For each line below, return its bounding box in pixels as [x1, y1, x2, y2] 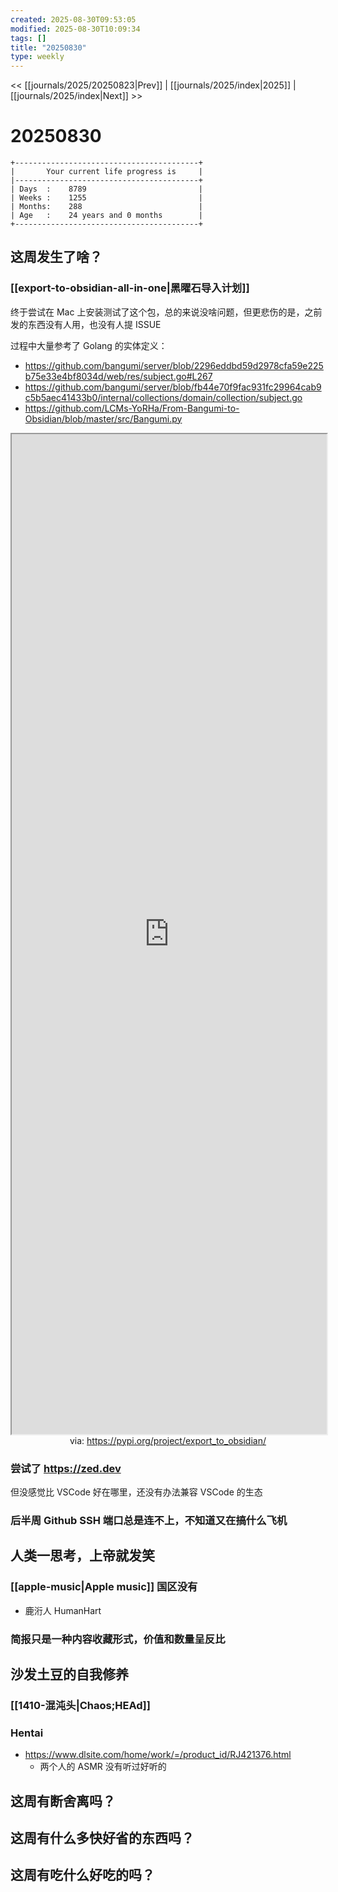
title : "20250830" [10, 42, 87, 53]
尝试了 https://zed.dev [10, 1461, 122, 1475]
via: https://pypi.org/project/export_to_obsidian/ [69, 1434, 267, 1446]
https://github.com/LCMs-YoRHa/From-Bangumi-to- [24, 402, 240, 414]
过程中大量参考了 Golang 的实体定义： [10, 339, 168, 351]
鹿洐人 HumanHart [24, 1604, 102, 1616]
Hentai [10, 1726, 44, 1740]
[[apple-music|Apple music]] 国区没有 [10, 1580, 198, 1594]
